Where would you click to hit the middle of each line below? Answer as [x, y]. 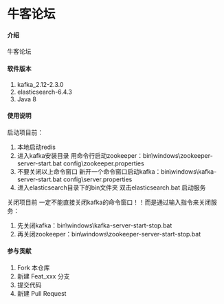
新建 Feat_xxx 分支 [43, 276]
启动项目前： [25, 132]
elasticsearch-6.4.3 [44, 92]
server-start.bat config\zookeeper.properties [80, 163]
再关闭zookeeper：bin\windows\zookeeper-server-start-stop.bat [109, 234]
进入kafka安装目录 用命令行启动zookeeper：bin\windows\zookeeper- [115, 155]
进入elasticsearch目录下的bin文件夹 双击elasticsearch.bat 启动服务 [111, 188]
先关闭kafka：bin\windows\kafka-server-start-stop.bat [94, 225]
